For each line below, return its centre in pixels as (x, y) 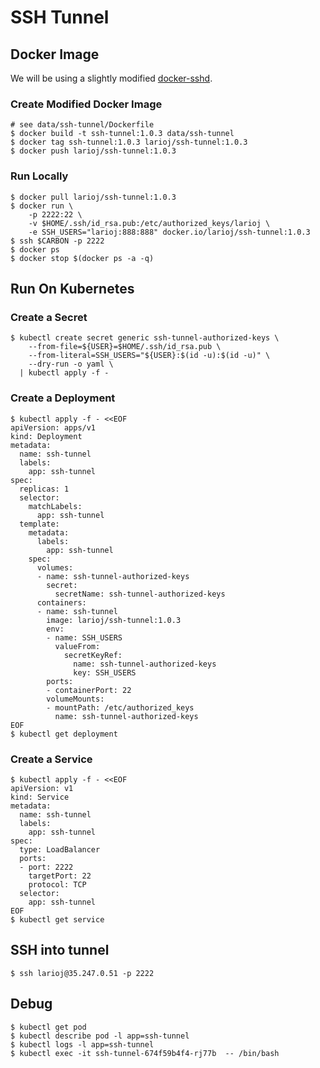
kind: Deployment (46, 436)
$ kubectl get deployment (64, 734)
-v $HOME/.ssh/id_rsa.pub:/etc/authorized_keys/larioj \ (149, 223)
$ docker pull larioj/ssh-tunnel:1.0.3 (93, 197)
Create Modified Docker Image (86, 104)
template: (39, 524)
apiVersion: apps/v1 (53, 427)
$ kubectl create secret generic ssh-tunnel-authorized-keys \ (145, 338)
